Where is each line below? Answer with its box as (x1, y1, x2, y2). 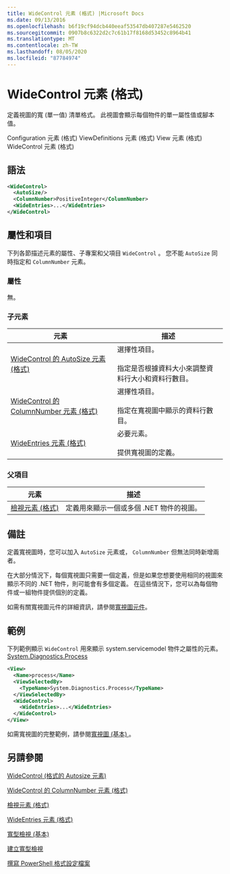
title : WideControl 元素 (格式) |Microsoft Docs (7, 10, 144, 17)
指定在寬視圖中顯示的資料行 (117, 406, 207, 416)
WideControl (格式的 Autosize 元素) (7, 771, 107, 780)
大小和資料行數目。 (131, 374, 193, 383)
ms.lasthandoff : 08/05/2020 (7, 49, 88, 56)
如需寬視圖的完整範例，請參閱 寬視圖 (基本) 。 (7, 730, 136, 739)
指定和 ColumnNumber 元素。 (12, 257, 90, 265)
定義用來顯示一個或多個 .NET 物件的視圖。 (65, 503, 202, 513)
